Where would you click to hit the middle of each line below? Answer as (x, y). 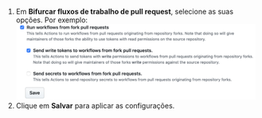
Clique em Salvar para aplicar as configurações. (95, 106)
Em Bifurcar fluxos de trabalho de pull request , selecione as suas (124, 12)
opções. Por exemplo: (52, 20)
